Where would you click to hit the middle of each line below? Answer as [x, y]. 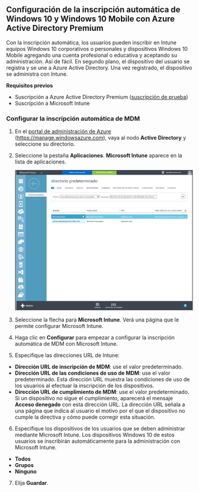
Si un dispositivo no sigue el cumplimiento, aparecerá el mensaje [94, 398]
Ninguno [25, 472]
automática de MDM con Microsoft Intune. [66, 344]
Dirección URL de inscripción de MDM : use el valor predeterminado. [99, 367]
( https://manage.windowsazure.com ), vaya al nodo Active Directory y [100, 138]
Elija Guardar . [31, 483]
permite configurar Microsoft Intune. [59, 326]
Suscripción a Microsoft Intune [52, 103]
